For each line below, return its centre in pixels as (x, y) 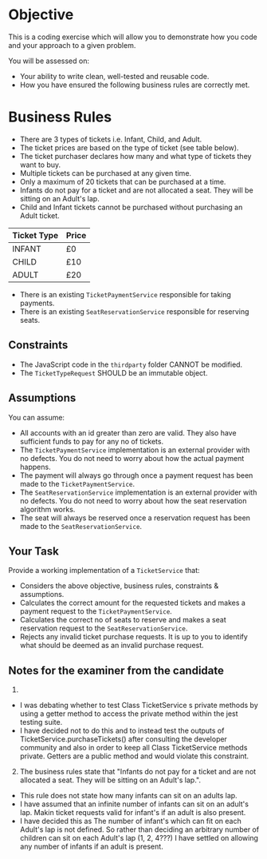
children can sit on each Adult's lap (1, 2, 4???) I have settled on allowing (139, 838)
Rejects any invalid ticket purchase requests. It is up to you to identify (134, 637)
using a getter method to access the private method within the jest (129, 714)
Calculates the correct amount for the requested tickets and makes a (132, 603)
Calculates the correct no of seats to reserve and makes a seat (123, 620)
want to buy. (40, 165)
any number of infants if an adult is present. (91, 847)
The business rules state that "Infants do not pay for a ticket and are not (138, 772)
